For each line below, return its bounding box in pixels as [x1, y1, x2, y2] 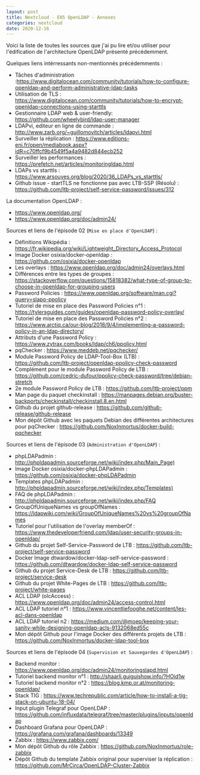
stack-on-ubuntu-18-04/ [14, 698, 76, 706]
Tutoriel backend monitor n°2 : [14, 679, 90, 686]
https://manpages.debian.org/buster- [101, 391, 193, 399]
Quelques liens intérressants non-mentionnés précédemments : [6, 60, 163, 67]
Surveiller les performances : [14, 154, 87, 162]
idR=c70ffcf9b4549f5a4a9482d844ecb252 [14, 148, 124, 155]
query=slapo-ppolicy [14, 296, 67, 303]
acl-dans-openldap [14, 612, 63, 619]
